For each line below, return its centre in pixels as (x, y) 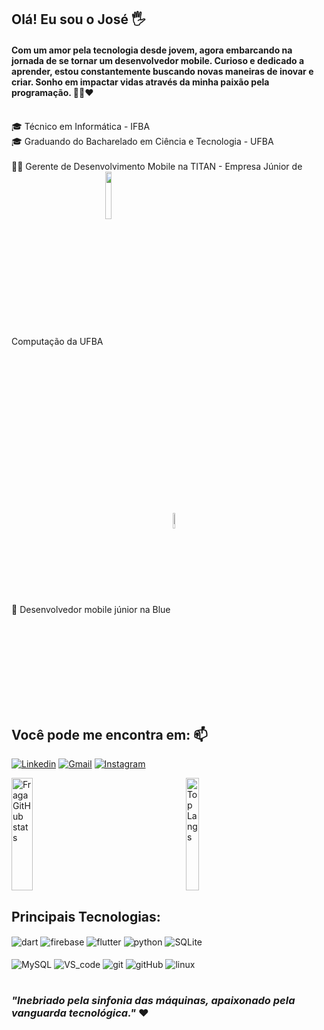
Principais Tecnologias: (86, 916)
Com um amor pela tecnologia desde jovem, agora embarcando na (152, 50)
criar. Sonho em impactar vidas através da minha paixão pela (140, 82)
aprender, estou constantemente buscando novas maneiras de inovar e (162, 71)
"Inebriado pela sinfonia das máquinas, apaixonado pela (153, 1001)
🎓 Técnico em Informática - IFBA (81, 126)
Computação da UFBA (57, 341)
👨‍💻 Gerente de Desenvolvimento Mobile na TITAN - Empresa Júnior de (157, 166)
